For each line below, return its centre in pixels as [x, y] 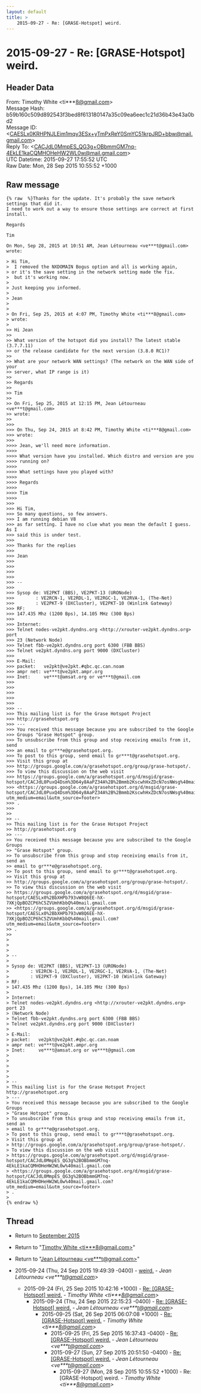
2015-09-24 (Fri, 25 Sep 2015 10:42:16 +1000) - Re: [87, 1289]
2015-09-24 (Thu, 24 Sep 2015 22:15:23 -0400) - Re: [98, 1301]
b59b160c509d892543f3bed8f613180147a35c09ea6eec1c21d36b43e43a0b [100, 115]
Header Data [30, 87]
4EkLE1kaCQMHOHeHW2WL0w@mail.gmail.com [67, 153]
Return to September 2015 [47, 1236]
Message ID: [22, 127]
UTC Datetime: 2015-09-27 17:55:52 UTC [57, 159]
